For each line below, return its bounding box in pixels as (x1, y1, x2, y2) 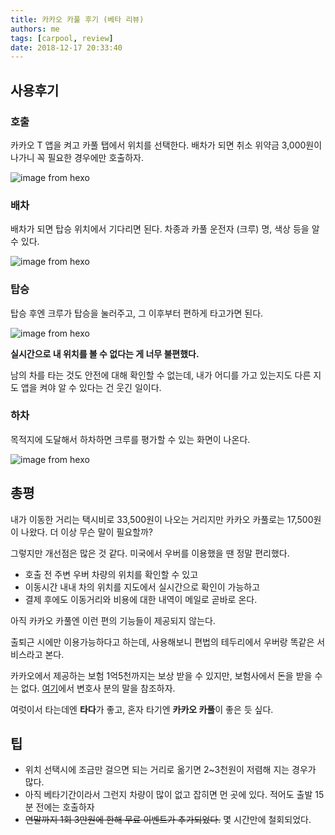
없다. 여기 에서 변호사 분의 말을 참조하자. (20, 682, 176, 694)
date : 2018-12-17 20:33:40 (10, 42, 123, 53)
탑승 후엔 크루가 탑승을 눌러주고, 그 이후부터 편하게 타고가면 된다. (10, 307, 264, 319)
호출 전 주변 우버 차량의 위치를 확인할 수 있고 (24, 568, 199, 580)
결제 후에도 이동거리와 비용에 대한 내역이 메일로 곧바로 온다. (24, 593, 258, 605)
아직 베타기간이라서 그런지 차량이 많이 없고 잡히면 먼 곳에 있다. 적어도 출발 (24, 789, 313, 801)
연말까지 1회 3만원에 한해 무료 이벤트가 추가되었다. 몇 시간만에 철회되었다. (24, 814, 312, 826)
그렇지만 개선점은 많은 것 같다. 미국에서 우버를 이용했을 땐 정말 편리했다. (10, 547, 290, 559)
